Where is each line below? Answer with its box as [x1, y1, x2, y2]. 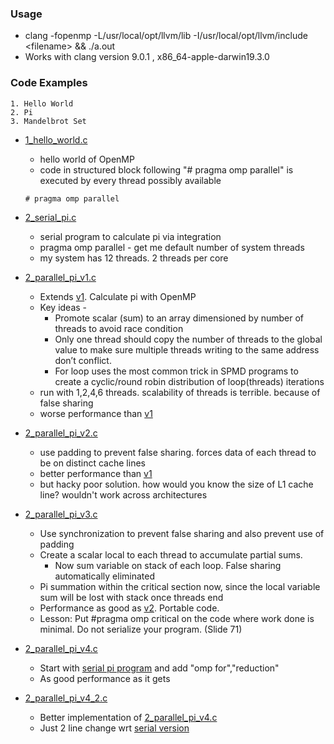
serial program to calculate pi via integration [39, 230, 222, 242]
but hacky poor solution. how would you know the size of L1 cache [39, 478, 314, 490]
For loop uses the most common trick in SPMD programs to [54, 365, 299, 377]
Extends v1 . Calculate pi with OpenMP [39, 290, 197, 302]
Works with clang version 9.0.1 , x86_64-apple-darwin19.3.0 [24, 51, 270, 63]
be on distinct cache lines [39, 457, 146, 469]
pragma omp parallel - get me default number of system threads [39, 241, 305, 253]
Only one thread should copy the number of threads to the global [54, 333, 323, 345]
